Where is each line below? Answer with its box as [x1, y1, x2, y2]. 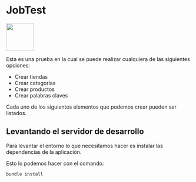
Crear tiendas [14, 73, 48, 80]
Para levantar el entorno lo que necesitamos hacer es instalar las [6, 142, 163, 149]
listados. [6, 109, 27, 116]
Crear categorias [14, 79, 56, 86]
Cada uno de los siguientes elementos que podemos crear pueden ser [6, 103, 177, 110]
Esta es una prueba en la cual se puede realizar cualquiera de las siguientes [6, 55, 190, 62]
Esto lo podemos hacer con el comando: [6, 160, 104, 167]
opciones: [6, 62, 31, 69]
